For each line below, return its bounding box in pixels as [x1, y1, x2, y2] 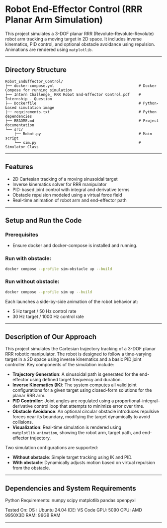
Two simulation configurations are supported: [5, 445, 98, 451]
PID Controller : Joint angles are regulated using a [12, 398, 114, 404]
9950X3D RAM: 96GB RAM [5, 513, 61, 519]
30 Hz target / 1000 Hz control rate [12, 313, 84, 319]
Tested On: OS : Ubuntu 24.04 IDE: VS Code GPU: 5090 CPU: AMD [5, 507, 143, 513]
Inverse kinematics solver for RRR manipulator [12, 181, 107, 187]
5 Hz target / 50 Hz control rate [12, 308, 77, 314]
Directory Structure [5, 66, 67, 74]
